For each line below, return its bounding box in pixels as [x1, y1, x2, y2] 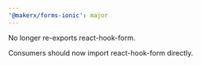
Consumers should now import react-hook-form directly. [8, 48, 194, 57]
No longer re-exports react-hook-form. [8, 33, 136, 42]
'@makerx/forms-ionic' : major [8, 11, 109, 20]
